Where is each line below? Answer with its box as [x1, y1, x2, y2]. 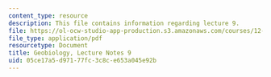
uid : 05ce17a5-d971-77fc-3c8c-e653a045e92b [8, 57, 157, 65]
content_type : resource [8, 11, 89, 20]
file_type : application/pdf [8, 34, 103, 43]
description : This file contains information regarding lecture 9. [8, 19, 240, 27]
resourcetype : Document [8, 42, 89, 50]
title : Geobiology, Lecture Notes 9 [8, 49, 131, 57]
